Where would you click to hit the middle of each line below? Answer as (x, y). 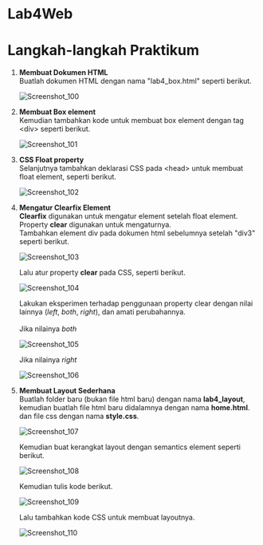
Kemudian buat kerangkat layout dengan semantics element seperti (130, 447)
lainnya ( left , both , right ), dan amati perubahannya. (102, 312)
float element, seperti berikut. (68, 177)
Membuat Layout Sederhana (67, 391)
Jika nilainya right (48, 360)
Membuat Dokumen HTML (63, 73)
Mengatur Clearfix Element (65, 207)
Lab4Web (40, 14)
